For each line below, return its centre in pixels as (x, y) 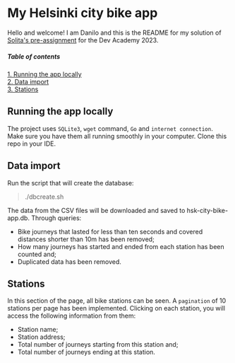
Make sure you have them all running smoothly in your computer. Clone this (117, 136)
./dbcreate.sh (44, 197)
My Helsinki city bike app (83, 13)
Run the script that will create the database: (71, 183)
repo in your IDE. (32, 144)
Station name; (38, 330)
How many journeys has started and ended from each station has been (121, 246)
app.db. (19, 218)
